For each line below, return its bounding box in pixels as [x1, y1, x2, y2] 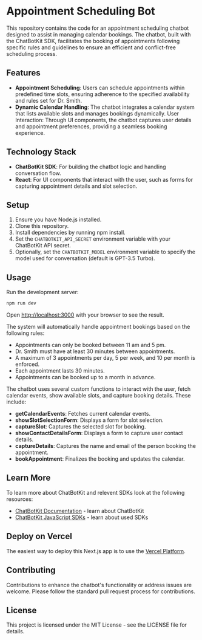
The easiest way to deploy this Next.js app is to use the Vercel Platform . [6, 547, 186, 554]
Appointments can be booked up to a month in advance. [15, 374, 156, 381]
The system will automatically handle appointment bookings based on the [6, 323, 190, 331]
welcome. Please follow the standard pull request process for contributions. [6, 588, 196, 595]
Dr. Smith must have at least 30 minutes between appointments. [15, 348, 175, 355]
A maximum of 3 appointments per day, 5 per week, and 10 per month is [15, 354, 195, 362]
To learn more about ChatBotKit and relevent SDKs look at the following [6, 489, 185, 496]
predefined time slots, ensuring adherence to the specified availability [15, 90, 190, 98]
